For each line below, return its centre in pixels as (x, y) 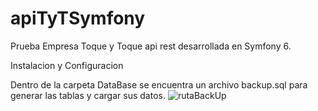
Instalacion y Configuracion (67, 65)
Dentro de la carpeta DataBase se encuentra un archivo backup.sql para (159, 84)
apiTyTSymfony (78, 18)
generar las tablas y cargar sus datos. (88, 95)
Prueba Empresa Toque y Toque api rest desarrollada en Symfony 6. (151, 46)
